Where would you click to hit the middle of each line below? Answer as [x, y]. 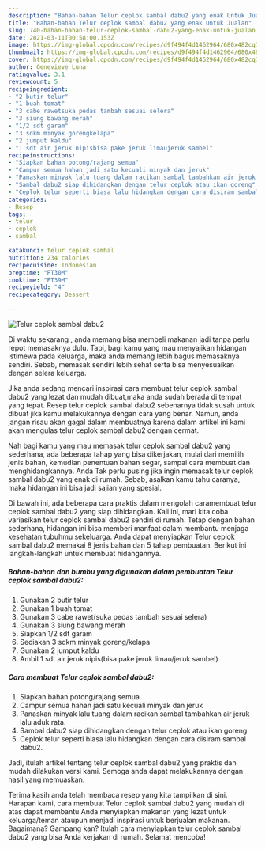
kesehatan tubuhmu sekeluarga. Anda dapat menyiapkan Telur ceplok [121, 536]
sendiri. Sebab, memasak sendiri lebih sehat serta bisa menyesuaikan [121, 364]
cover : [19, 60]
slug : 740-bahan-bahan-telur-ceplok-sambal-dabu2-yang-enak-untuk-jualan [132, 30]
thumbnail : [26, 52]
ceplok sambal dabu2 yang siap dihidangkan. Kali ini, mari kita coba [118, 512]
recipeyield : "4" [37, 287]
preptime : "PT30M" [38, 273]
